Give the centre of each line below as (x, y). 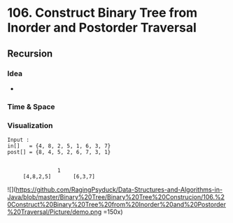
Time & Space (31, 106)
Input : (19, 140)
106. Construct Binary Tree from (103, 13)
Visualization (30, 125)
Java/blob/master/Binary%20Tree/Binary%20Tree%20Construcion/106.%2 (116, 197)
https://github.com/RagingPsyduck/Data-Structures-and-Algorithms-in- (119, 189)
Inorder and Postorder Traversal (102, 28)
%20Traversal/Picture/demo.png (55, 212)
